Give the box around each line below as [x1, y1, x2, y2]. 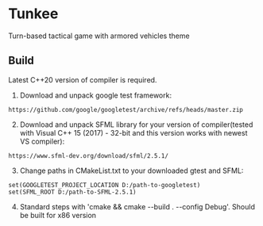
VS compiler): [19, 136, 65, 146]
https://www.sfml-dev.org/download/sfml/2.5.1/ [8, 151, 169, 159]
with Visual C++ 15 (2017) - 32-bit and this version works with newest [19, 128, 248, 137]
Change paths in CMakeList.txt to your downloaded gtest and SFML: [19, 166, 244, 175]
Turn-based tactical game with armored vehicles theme [8, 31, 190, 40]
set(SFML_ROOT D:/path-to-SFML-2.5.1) [8, 188, 137, 196]
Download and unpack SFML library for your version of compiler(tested [19, 120, 253, 129]
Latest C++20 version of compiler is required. [8, 75, 157, 84]
